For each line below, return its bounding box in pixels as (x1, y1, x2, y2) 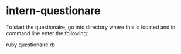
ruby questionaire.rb (6, 41, 56, 48)
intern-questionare (6, 4, 101, 18)
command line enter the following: (6, 29, 88, 36)
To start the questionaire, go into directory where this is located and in (6, 23, 176, 31)
